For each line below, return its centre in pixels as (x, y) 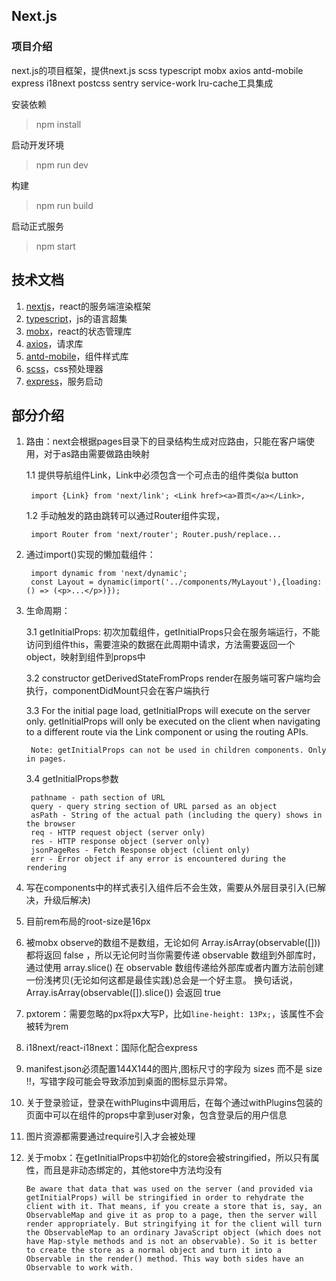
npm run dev (62, 165)
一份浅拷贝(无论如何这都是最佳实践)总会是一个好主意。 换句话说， (161, 980)
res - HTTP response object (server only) (120, 842)
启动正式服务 (37, 226)
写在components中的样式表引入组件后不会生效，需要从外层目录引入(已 (171, 888)
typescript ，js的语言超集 (76, 318)
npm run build (64, 205)
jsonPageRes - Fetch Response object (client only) (140, 850)
